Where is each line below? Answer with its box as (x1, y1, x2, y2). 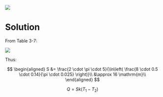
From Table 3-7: (5, 37, 37, 44)
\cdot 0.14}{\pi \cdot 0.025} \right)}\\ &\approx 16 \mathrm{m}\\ (19, 71, 146, 77)
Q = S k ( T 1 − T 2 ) (66, 86, 99, 93)
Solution (5, 22, 40, 33)
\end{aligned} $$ (65, 76, 100, 82)
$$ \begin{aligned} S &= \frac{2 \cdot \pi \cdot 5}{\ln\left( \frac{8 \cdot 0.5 (7, 66, 158, 72)
